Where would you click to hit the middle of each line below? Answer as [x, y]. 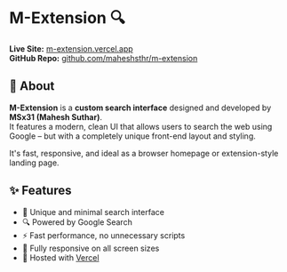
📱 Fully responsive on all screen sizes [91, 248]
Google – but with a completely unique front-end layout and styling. [132, 136]
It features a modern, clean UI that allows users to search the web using [141, 126]
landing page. [34, 163]
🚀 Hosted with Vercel [60, 257]
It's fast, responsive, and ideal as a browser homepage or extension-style [144, 153]
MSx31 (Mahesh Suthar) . [56, 116]
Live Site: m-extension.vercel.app [71, 48]
